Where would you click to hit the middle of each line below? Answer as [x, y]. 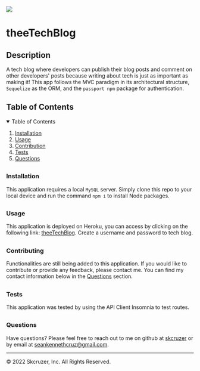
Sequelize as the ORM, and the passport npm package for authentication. [95, 88]
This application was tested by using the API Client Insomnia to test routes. [98, 307]
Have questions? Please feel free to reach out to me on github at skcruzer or [100, 338]
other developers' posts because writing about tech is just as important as [97, 76]
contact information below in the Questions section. [69, 276]
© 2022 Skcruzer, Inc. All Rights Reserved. [59, 361]
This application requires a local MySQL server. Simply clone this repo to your [99, 189]
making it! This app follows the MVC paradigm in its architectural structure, [98, 82]
